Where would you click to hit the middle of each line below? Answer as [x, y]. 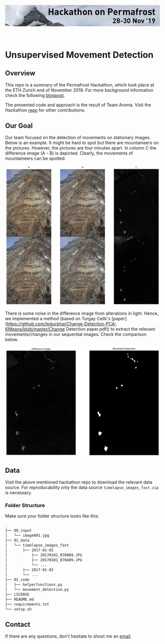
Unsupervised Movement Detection [79, 55]
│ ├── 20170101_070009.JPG [44, 555]
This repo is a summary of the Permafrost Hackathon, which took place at [80, 85]
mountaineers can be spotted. [36, 158]
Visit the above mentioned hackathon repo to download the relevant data [79, 482]
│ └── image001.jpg [27, 536]
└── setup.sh [18, 610]
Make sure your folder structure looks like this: [52, 516]
